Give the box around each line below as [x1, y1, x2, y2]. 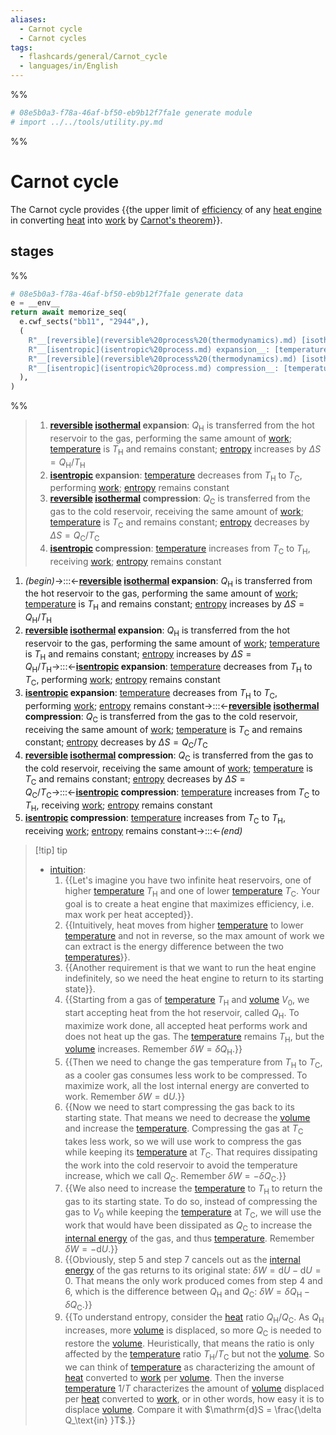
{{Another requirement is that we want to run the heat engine [64, 962, 317, 974]
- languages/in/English [19, 61, 118, 71]
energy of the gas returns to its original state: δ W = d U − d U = [64, 1264, 322, 1276]
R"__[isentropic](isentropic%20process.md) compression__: [28, 363, 280, 373]
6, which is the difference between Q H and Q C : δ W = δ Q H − [64, 1285, 311, 1300]
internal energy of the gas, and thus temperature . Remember [64, 1232, 315, 1244]
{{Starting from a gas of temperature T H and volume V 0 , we [64, 994, 310, 1008]
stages [10, 243, 55, 260]
